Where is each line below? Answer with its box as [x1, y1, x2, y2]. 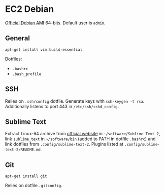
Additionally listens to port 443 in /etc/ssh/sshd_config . [5, 103, 119, 109]
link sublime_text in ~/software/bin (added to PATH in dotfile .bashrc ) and [5, 136, 156, 142]
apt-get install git [5, 174, 48, 179]
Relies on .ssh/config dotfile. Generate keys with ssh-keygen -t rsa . [5, 98, 145, 104]
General [5, 34, 31, 42]
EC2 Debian [5, 3, 54, 15]
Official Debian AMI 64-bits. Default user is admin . [5, 20, 106, 26]
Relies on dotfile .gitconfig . [5, 183, 63, 189]
